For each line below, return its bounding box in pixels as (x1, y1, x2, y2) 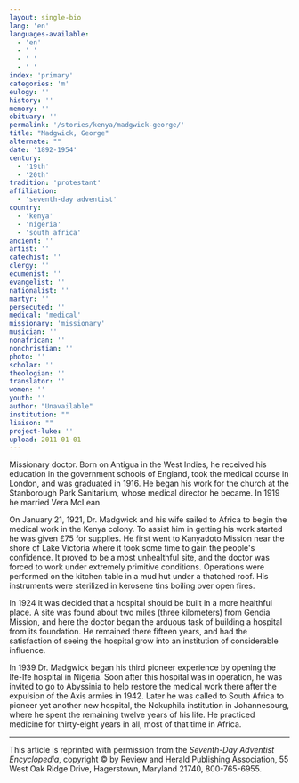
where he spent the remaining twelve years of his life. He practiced (9, 709, 255, 721)
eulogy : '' (9, 87, 50, 96)
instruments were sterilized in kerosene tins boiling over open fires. (9, 580, 255, 592)
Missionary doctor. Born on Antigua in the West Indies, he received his (9, 459, 267, 470)
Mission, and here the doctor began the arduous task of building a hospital (9, 617, 283, 627)
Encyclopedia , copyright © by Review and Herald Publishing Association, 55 (9, 754, 289, 765)
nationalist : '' (9, 286, 69, 295)
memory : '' (9, 104, 50, 113)
